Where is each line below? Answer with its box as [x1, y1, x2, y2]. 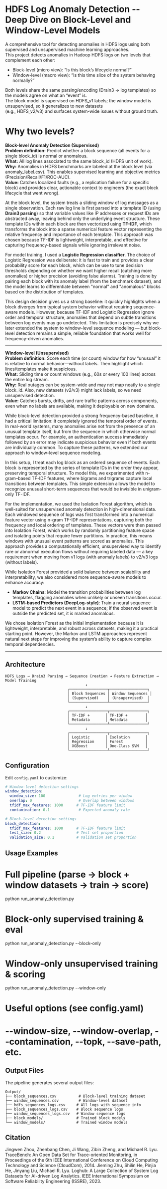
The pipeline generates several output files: [5, 1079, 94, 1086]
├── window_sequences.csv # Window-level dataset [5, 1098, 128, 1103]
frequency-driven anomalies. [5, 335, 65, 341]
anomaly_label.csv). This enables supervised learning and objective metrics [5, 169, 160, 175]
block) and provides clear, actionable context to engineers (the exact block [5, 185, 159, 191]
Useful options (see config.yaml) [5, 1002, 144, 1014]
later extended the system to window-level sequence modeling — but [5, 325, 148, 331]
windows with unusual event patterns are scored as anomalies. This [5, 538, 144, 544]
